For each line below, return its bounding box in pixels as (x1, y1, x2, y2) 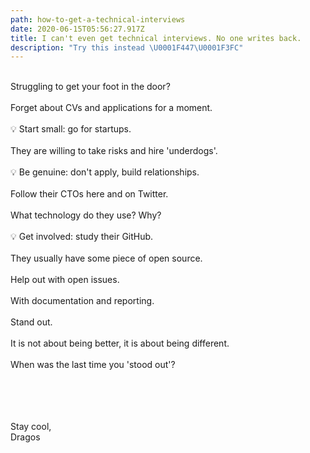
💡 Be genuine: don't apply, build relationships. (10, 166, 200, 178)
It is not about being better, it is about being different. (10, 337, 230, 350)
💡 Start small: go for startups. (10, 123, 132, 135)
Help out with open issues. (10, 274, 120, 286)
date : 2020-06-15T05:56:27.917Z (10, 24, 145, 34)
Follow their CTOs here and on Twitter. (10, 188, 169, 200)
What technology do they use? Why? (10, 209, 162, 221)
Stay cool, (10, 421, 52, 433)
